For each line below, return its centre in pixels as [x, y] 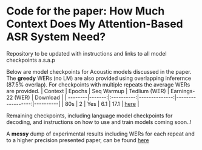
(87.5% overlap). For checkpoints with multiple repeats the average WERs [98, 84]
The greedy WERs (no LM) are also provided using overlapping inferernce [99, 78]
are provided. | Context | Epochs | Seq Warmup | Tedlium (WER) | [88, 91]
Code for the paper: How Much [86, 11]
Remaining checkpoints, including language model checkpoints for [89, 116]
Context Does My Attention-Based [95, 24]
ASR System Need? [56, 37]
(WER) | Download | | [40, 97]
